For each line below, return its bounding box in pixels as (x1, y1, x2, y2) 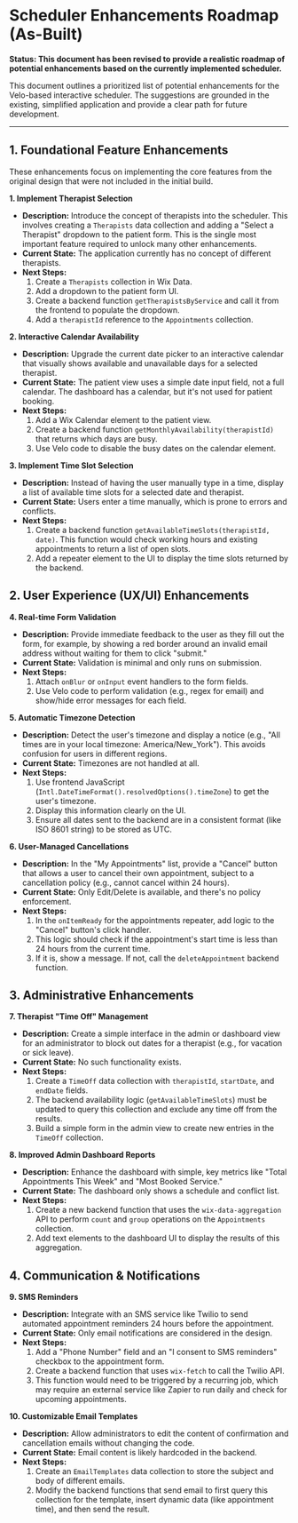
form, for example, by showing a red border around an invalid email (21, 638, 268, 649)
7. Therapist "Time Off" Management (9, 1011, 149, 1022)
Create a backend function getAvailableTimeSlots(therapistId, (35, 524, 271, 535)
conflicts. (21, 506, 57, 516)
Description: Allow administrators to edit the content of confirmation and (21, 1428, 289, 1439)
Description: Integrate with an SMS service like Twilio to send (21, 1309, 248, 1320)
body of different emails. (35, 1476, 126, 1487)
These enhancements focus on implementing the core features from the (9, 166, 272, 177)
